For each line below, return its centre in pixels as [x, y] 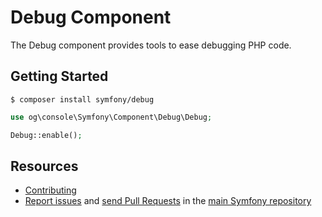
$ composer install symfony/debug [82, 99]
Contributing [50, 190]
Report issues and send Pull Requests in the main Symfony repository [168, 201]
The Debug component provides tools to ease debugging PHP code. [151, 45]
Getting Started [59, 76]
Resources [44, 166]
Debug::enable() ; [46, 135]
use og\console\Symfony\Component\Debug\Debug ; [111, 117]
